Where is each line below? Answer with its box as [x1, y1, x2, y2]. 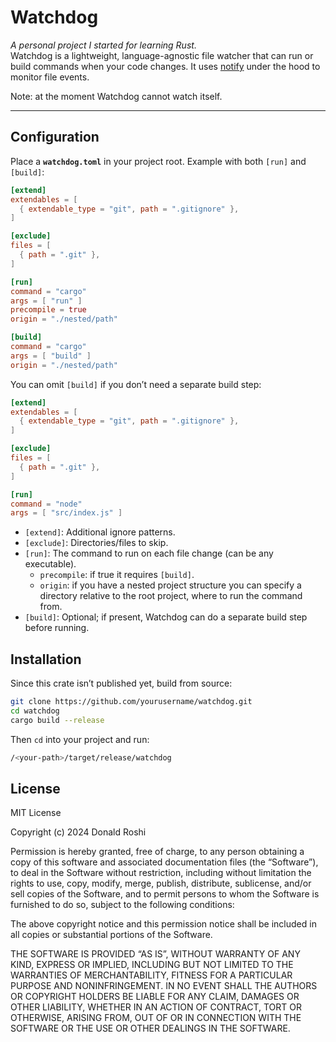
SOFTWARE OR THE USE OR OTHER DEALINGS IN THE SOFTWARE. [10, 1022, 291, 1035]
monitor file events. [10, 71, 90, 83]
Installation [10, 651, 82, 668]
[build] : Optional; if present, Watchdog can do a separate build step [24, 611, 308, 623]
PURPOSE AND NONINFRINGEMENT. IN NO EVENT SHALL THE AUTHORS [10, 980, 318, 992]
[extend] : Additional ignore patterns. [24, 526, 176, 538]
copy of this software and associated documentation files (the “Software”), [10, 856, 319, 868]
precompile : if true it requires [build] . [39, 569, 195, 581]
